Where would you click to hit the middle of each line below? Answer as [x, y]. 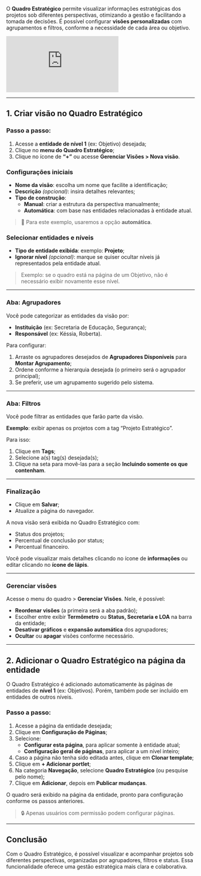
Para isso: [19, 439]
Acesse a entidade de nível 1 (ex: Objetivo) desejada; [80, 144]
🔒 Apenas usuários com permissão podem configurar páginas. [98, 813]
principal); [28, 376]
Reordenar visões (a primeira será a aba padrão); [76, 611]
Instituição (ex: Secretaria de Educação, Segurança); [80, 327]
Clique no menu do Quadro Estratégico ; [65, 150]
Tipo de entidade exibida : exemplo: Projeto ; [69, 250]
